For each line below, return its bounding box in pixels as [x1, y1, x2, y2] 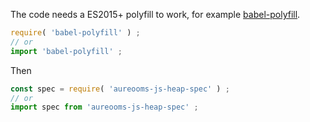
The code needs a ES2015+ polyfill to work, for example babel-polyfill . [10, 9, 301, 20]
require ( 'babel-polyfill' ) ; [10, 28, 141, 38]
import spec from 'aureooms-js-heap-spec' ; [10, 102, 199, 113]
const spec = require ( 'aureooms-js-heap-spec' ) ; [10, 84, 230, 94]
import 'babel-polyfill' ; [10, 46, 123, 56]
